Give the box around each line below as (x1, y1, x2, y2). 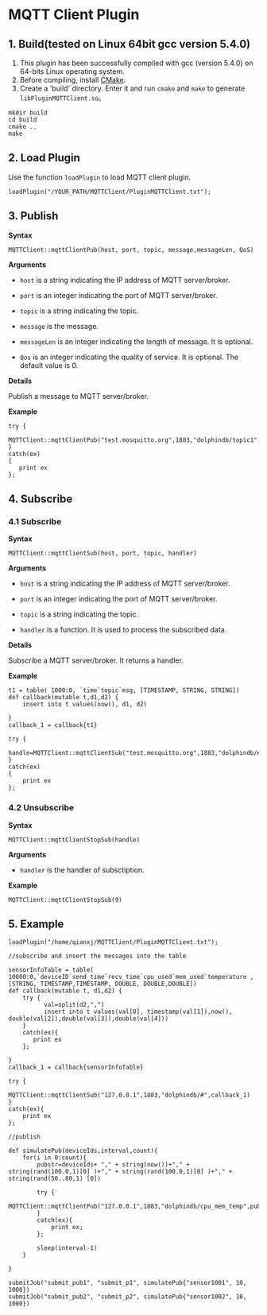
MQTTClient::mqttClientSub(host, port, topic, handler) (8, 550, 197, 558)
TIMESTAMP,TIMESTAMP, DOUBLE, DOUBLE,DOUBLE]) (40, 980, 197, 988)
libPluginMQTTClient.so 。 (19, 93, 106, 102)
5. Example (8, 918, 64, 930)
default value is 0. (19, 360, 79, 370)
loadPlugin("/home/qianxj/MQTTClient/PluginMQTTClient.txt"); (8, 938, 219, 946)
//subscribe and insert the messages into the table (8, 952, 187, 961)
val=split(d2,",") (43, 1001, 105, 1009)
